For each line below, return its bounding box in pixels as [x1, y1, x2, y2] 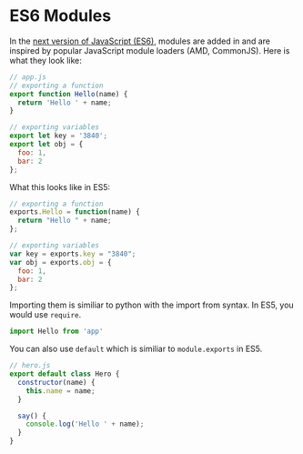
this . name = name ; [25, 386, 96, 396]
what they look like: [9, 55, 82, 66]
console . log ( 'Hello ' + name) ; [25, 419, 145, 429]
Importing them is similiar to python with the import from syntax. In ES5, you [9, 299, 294, 310]
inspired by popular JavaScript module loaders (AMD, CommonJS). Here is [9, 45, 290, 55]
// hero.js [9, 361, 51, 370]
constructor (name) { [17, 378, 96, 387]
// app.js [9, 72, 47, 82]
